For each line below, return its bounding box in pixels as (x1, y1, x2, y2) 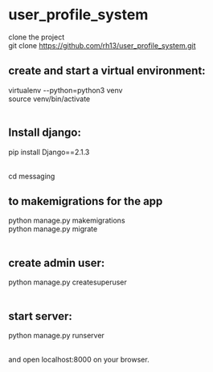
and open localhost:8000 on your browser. (8, 355, 150, 364)
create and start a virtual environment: (8, 64, 207, 78)
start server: (8, 309, 72, 323)
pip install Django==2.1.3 (8, 147, 90, 157)
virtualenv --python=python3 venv (8, 85, 123, 95)
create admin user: (8, 255, 105, 270)
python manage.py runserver (8, 331, 104, 340)
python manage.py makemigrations (8, 215, 126, 226)
